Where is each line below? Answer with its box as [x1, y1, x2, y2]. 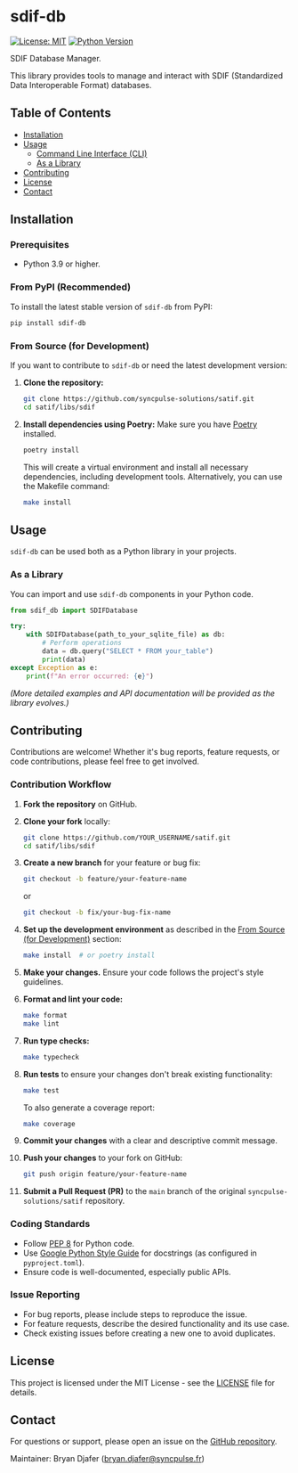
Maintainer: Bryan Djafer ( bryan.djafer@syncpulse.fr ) [10, 1453, 205, 1464]
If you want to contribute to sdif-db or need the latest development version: [10, 359, 287, 371]
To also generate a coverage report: [22, 1102, 155, 1113]
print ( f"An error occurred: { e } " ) [26, 671, 154, 681]
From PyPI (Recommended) [10, 281, 132, 293]
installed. [22, 428, 57, 438]
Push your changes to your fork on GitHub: [22, 1152, 183, 1164]
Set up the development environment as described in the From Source [22, 924, 286, 935]
